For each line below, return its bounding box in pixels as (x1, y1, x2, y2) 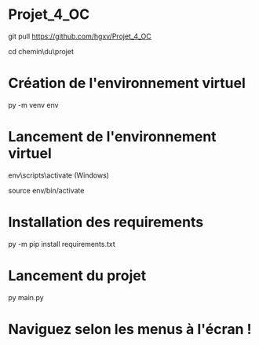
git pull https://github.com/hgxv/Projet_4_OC (8, 31, 151, 41)
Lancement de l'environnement (8, 128, 217, 146)
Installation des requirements (8, 214, 204, 231)
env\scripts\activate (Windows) (8, 171, 110, 180)
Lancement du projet (8, 266, 147, 284)
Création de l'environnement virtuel (8, 75, 246, 92)
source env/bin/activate (8, 185, 85, 195)
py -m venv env (8, 100, 59, 109)
